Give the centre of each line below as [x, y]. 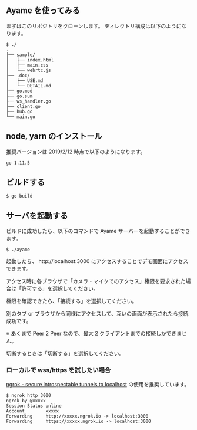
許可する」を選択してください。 [60, 288]
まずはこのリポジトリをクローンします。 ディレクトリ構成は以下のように [94, 26]
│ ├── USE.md [25, 81]
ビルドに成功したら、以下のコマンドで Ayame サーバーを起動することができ [98, 231]
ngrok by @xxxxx [26, 401]
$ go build [19, 196]
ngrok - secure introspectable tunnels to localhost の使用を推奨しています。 [98, 384]
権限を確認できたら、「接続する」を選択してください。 [72, 301]
